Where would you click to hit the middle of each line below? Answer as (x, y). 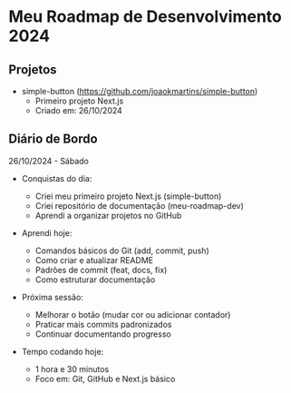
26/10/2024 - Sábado (49, 161)
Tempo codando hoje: (63, 351)
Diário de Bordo (53, 139)
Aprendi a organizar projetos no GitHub (108, 215)
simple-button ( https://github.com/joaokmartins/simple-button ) (140, 91)
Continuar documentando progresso (103, 334)
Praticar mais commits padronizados (103, 324)
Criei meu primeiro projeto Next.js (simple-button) (128, 196)
